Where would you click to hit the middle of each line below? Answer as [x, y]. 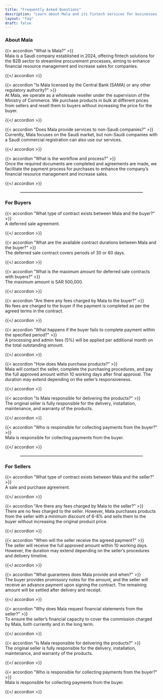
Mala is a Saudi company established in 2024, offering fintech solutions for [80, 56]
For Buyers [18, 203]
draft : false [18, 23]
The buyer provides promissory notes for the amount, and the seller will [76, 580]
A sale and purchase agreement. [38, 487]
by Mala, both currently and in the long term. [49, 624]
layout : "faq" [19, 18]
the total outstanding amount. [34, 345]
